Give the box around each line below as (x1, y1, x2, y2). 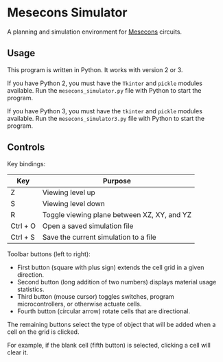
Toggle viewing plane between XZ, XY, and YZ (42, 210, 192, 219)
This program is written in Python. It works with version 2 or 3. (7, 65, 183, 73)
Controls (7, 142, 45, 153)
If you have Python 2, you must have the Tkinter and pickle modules (7, 79, 203, 87)
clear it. (7, 348, 29, 357)
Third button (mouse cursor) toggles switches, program (16, 292, 175, 300)
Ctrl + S (10, 232, 36, 242)
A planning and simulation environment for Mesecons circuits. (7, 27, 183, 36)
